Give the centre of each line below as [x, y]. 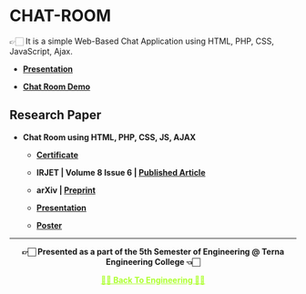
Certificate [57, 155]
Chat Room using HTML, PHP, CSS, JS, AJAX [109, 137]
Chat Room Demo [56, 86]
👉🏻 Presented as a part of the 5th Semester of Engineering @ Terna [153, 251]
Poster [49, 225]
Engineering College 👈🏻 [153, 261]
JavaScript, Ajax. [41, 51]
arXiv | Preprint [66, 190]
